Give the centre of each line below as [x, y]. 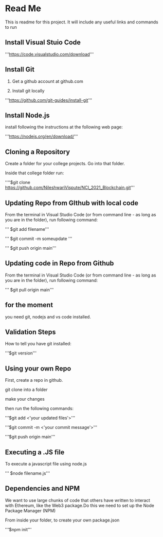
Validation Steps [30, 332]
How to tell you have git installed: [38, 344]
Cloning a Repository [37, 152]
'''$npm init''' [18, 529]
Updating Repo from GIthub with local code [72, 203]
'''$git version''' [21, 353]
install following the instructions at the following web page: [64, 127]
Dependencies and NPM [43, 489]
